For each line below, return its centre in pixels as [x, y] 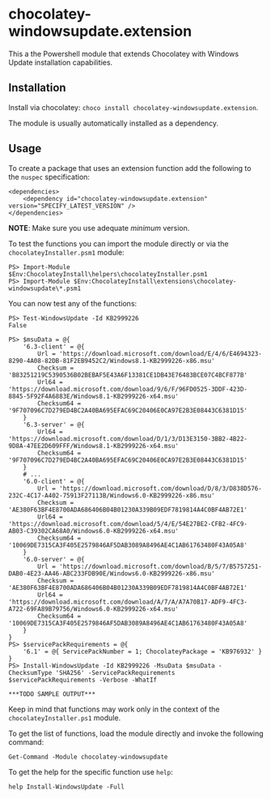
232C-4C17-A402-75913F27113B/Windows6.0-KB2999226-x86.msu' [112, 495]
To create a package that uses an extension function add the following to [130, 168]
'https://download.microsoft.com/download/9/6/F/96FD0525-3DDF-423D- [128, 389]
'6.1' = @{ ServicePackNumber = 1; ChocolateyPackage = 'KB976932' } [143, 652]
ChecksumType [30, 673]
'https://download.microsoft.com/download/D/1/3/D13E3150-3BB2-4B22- [128, 438]
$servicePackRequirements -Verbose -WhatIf [83, 680]
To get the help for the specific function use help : [91, 771]
